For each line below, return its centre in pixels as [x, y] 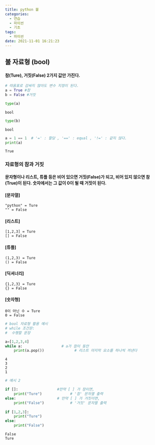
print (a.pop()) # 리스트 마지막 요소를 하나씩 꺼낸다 [76, 351]
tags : [10, 32]
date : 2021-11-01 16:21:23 [32, 41]
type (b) [13, 121]
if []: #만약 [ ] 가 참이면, [50, 389]
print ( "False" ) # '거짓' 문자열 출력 [60, 403]
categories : [17, 14]
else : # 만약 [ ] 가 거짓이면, [53, 398]
